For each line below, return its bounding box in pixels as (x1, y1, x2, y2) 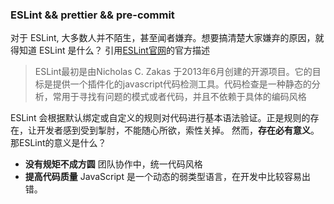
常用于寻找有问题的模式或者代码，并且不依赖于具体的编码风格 (52, 91, 307, 103)
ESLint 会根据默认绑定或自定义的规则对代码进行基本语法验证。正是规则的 (10, 112, 311, 124)
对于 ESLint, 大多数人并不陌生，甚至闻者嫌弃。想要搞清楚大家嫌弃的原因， (10, 32, 316, 44)
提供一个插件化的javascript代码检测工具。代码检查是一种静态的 (52, 78, 312, 90)
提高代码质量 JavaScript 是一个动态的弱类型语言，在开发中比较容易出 (24, 171, 311, 183)
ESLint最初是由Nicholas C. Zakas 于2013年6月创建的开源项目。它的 (34, 66, 313, 78)
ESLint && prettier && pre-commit (10, 8, 175, 22)
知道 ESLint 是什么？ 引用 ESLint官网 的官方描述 (18, 44, 210, 57)
